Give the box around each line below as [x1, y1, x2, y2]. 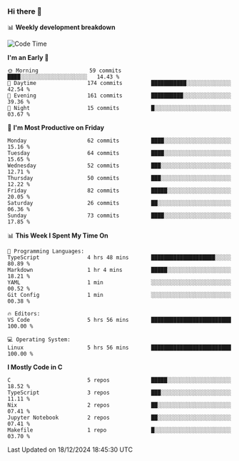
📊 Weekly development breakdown [7, 23, 116, 31]
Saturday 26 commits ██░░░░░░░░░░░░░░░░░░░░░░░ [7, 200, 232, 207]
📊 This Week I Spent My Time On [7, 231, 108, 240]
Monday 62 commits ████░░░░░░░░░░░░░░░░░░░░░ [7, 137, 232, 145]
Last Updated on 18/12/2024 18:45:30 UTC [7, 445, 133, 454]
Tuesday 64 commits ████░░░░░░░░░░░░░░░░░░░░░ [7, 150, 232, 157]
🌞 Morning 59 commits [7, 67, 122, 74]
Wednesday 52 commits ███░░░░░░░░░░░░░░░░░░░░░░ [7, 162, 232, 170]
